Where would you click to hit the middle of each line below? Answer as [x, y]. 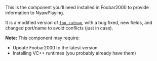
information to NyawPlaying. [35, 13]
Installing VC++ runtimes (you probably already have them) [74, 53]
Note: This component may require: [43, 38]
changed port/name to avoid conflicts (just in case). [59, 28]
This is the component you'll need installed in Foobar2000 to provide [77, 7]
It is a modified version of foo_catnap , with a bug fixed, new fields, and [79, 23]
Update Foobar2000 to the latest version [55, 48]
